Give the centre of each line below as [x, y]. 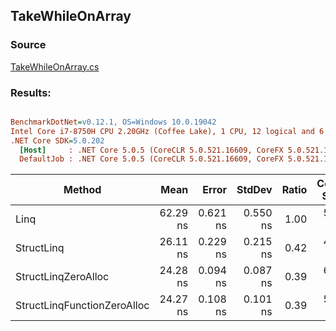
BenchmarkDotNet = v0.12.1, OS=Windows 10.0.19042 [113, 122]
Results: [31, 92]
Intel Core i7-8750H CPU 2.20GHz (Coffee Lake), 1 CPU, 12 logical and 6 [167, 131]
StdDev [254, 190]
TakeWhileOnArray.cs [55, 66]
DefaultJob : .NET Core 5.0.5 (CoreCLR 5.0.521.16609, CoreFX [151, 159]
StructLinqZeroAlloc [62, 277]
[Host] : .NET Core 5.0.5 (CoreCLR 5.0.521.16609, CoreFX [151, 150]
